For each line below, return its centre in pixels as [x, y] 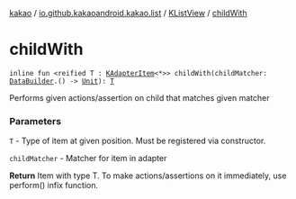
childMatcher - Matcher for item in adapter [88, 158]
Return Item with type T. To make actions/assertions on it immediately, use [148, 176]
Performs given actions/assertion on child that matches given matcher [139, 97]
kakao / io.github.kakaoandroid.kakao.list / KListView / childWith [128, 13]
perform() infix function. [54, 185]
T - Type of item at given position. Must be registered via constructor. [138, 141]
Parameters [35, 121]
